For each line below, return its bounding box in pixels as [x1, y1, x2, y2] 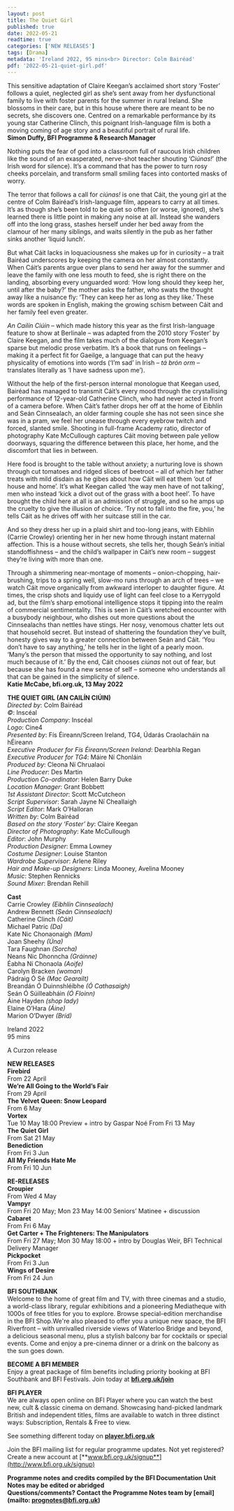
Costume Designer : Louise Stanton [7, 849, 108, 858]
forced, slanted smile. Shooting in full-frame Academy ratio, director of [7, 424, 211, 432]
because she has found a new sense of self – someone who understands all [7, 665, 226, 673]
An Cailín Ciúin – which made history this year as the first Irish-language [7, 321, 215, 329]
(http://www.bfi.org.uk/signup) [7, 1460, 96, 1468]
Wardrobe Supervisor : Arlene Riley [7, 857, 107, 865]
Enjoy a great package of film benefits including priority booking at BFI [7, 1367, 211, 1375]
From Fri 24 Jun [7, 1273, 53, 1282]
